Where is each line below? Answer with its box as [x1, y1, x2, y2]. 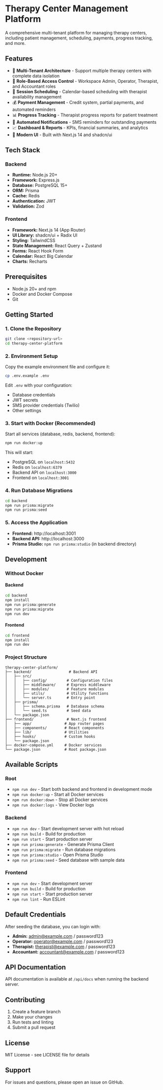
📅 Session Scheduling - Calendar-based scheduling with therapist [12, 88, 147, 94]
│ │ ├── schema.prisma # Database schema [5, 703, 105, 709]
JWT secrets [12, 397, 38, 403]
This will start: [5, 450, 33, 456]
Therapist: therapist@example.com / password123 [12, 944, 115, 949]
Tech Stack [5, 146, 40, 154]
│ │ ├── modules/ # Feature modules [5, 686, 105, 692]
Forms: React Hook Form [12, 247, 64, 254]
